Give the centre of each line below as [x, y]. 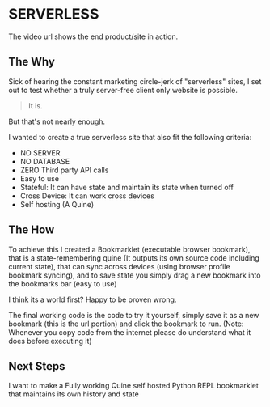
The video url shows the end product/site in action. [93, 36]
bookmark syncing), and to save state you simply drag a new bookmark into [135, 275]
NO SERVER [40, 153]
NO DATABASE [45, 161]
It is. [35, 105]
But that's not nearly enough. [57, 121]
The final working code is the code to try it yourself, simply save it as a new [134, 315]
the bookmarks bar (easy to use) [63, 283]
